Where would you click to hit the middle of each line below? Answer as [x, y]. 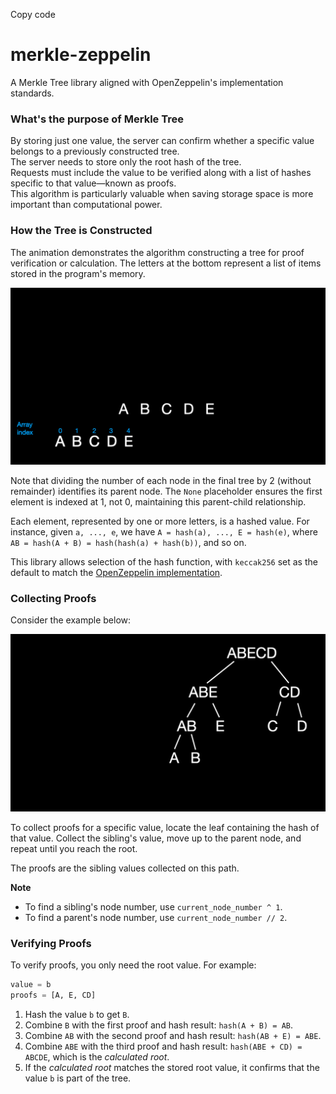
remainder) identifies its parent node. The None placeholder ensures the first [166, 491]
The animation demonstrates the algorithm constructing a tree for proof [157, 252]
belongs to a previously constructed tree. [95, 151]
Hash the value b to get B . [77, 1014]
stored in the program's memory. [78, 273]
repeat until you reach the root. [74, 848]
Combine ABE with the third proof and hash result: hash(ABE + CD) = [163, 1046]
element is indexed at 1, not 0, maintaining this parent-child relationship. [158, 502]
